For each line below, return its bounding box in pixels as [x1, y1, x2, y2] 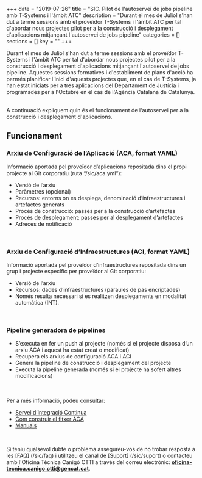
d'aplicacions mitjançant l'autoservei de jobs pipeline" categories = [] [6, 31, 181, 38]
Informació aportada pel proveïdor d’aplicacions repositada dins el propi [6, 163, 187, 170]
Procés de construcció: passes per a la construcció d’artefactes [15, 207, 176, 214]
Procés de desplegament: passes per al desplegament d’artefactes [15, 214, 184, 221]
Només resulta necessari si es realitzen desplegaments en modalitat [15, 292, 187, 300]
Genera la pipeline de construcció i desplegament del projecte [15, 360, 172, 367]
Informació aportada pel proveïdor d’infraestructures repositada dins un [6, 261, 187, 268]
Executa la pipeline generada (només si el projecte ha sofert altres [15, 366, 181, 373]
